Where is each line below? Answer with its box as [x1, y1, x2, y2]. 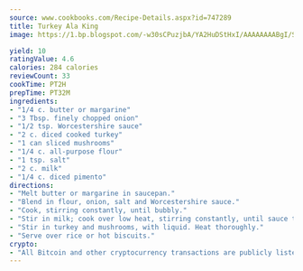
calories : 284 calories [9, 63, 99, 72]
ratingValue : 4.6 [9, 55, 75, 64]
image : [9, 30, 34, 39]
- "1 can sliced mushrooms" [9, 139, 115, 148]
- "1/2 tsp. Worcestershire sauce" [9, 122, 143, 131]
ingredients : [9, 97, 59, 106]
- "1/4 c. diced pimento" [9, 173, 106, 182]
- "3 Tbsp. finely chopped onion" [9, 114, 140, 123]
